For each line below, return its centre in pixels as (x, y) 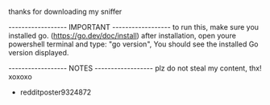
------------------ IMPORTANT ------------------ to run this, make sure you (134, 27)
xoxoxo (20, 77)
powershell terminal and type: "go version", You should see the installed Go (133, 44)
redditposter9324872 (56, 92)
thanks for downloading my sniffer (65, 12)
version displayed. (39, 52)
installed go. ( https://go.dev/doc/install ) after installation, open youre (122, 36)
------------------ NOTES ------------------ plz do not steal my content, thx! (135, 68)
